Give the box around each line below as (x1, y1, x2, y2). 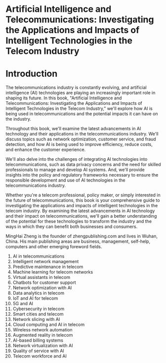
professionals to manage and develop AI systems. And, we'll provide (5, 167, 145, 173)
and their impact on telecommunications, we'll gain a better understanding (5, 213, 157, 219)
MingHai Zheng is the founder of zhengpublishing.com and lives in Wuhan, (5, 233, 158, 239)
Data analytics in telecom (12, 290, 65, 296)
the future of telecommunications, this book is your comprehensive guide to (5, 197, 160, 203)
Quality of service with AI (12, 348, 65, 354)
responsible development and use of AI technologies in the (5, 177, 125, 183)
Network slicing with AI (12, 317, 60, 322)
